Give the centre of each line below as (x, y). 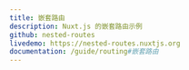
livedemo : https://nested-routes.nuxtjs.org (95, 43)
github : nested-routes (52, 35)
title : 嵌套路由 (37, 18)
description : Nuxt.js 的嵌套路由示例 (76, 26)
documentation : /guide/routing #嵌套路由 (84, 52)
